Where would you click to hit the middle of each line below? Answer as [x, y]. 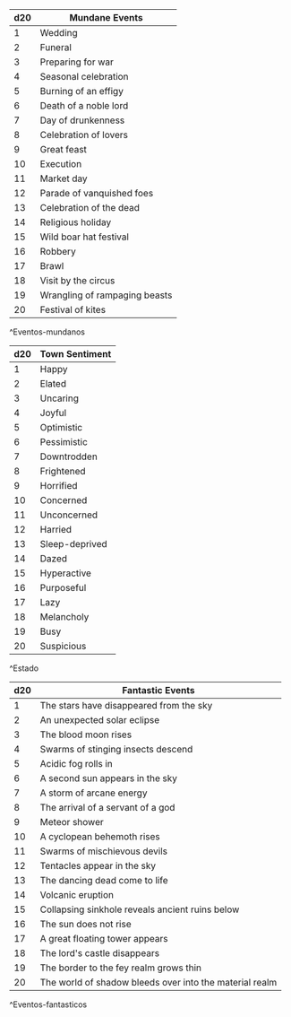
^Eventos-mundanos [47, 332]
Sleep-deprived [73, 544]
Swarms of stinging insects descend [116, 749]
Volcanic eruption [77, 895]
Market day [64, 178]
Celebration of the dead [90, 208]
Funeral [56, 47]
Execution [61, 164]
